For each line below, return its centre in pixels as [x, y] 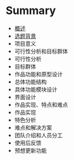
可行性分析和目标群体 [41, 51]
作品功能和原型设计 [39, 74]
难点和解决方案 [33, 127]
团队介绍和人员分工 [39, 135]
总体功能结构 [30, 82]
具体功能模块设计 [36, 89]
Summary [31, 11]
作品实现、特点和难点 [41, 104]
